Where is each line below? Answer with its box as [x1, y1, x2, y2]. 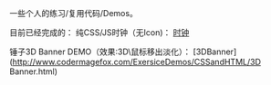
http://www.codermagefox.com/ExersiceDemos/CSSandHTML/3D [12, 57, 262, 67]
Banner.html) [9, 66, 57, 77]
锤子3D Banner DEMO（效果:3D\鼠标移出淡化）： [9, 46, 192, 57]
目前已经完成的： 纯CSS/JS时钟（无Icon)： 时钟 [9, 27, 190, 38]
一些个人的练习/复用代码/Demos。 [9, 8, 139, 18]
